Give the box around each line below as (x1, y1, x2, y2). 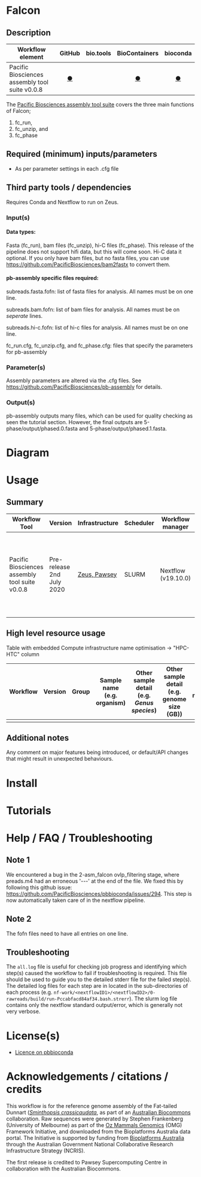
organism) (95, 698, 126, 707)
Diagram (6, 446, 50, 460)
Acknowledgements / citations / (6, 1070, 169, 1083)
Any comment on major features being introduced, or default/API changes (6, 749, 188, 756)
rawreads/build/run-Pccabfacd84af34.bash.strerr (6, 996, 130, 1002)
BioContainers (117, 49, 159, 57)
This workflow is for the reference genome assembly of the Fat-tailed (6, 1102, 178, 1110)
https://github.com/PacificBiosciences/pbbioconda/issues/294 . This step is (6, 890, 193, 897)
